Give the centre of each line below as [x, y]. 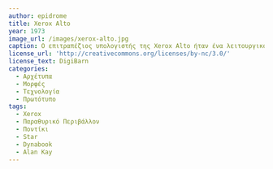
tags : [17, 106]
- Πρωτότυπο [36, 99]
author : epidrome [38, 16]
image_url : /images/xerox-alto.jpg [69, 39]
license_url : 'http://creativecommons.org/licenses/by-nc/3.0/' [119, 54]
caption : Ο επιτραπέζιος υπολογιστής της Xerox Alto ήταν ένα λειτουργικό [138, 46]
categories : [28, 69]
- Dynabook [34, 144]
